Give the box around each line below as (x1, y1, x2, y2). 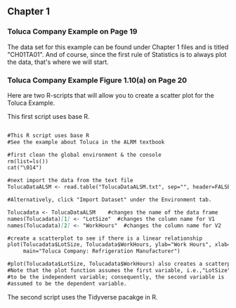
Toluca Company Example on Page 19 (7, 27, 138, 37)
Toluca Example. (7, 98, 55, 107)
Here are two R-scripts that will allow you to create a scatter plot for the (7, 91, 214, 99)
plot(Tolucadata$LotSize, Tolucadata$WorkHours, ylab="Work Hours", (7, 241, 212, 248)
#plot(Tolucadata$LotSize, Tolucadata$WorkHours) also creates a (7, 260, 202, 268)
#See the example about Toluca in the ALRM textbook (7, 139, 165, 146)
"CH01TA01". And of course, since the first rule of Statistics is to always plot (7, 50, 227, 58)
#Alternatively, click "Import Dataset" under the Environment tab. (7, 196, 212, 203)
